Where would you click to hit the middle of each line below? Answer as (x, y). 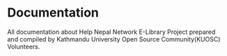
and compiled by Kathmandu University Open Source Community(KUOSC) (114, 39)
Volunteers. (24, 46)
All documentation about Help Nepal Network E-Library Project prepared (111, 32)
